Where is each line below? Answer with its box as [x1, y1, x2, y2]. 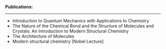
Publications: [5, 4, 33, 10]
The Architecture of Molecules [12, 33, 75, 39]
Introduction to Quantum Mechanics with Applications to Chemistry [12, 18, 149, 23]
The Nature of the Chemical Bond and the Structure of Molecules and [12, 23, 154, 29]
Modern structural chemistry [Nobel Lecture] [12, 38, 104, 44]
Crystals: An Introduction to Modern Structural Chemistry [12, 28, 129, 34]
